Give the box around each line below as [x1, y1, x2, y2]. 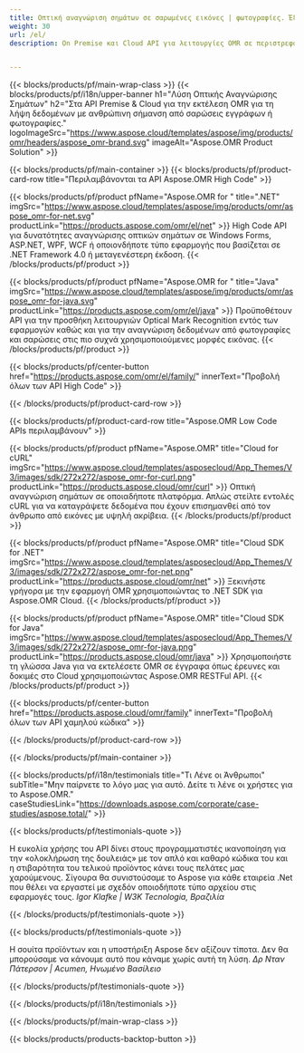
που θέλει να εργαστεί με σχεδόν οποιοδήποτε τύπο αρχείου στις [9, 882, 257, 893]
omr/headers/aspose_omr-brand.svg [9, 137, 147, 148]
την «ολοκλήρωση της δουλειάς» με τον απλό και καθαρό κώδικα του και [9, 853, 288, 864]
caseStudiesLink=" [9, 798, 80, 809]
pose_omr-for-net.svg [9, 210, 91, 222]
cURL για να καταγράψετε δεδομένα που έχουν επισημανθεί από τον [9, 500, 271, 512]
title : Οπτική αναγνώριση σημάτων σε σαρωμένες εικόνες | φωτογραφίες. [9, 13, 285, 23]
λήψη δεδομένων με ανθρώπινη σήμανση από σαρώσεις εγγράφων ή [9, 108, 273, 119]
